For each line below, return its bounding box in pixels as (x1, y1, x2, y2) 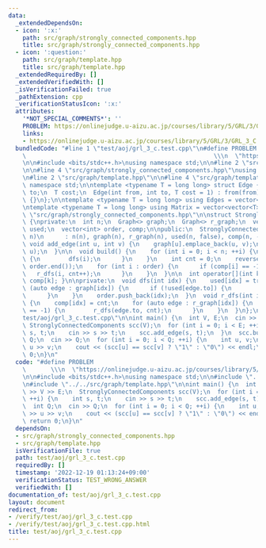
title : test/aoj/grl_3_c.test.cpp (8, 528, 123, 536)
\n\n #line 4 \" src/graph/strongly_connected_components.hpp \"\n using (22, 167, 257, 174)
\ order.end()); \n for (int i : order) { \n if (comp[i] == (22, 263, 249, 270)
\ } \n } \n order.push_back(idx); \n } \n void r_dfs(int (22, 292, 253, 300)
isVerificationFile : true (15, 446, 101, 454)
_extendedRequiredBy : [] (15, 71, 97, 79)
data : (8, 11, 26, 20)
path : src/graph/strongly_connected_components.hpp (22, 33, 196, 42)
